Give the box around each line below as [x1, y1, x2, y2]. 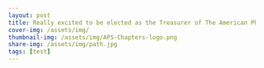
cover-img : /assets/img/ [8, 26, 90, 34]
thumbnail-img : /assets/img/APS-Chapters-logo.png [8, 33, 178, 41]
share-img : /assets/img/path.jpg [8, 41, 118, 48]
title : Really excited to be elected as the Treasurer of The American [8, 19, 247, 27]
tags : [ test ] [8, 48, 51, 55]
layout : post [8, 11, 51, 20]
